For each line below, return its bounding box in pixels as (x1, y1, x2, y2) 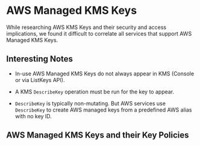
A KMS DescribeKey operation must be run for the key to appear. (14, 88, 175, 95)
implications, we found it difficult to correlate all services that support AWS (6, 30, 192, 37)
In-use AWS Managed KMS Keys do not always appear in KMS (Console (14, 70, 195, 77)
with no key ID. (14, 112, 52, 119)
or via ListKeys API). (14, 76, 65, 83)
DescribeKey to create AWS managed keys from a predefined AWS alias (14, 106, 192, 113)
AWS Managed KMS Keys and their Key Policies (6, 130, 189, 141)
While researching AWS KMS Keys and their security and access (6, 24, 167, 31)
